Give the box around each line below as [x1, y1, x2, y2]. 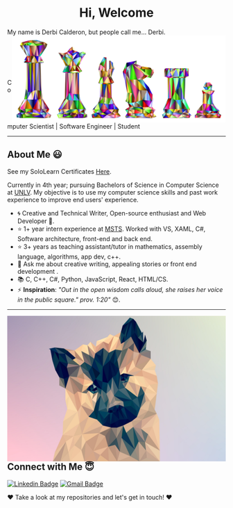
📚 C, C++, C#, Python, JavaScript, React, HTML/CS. [17, 275, 169, 283]
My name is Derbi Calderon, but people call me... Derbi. [7, 28, 166, 36]
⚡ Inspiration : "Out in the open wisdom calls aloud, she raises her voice [17, 285, 223, 293]
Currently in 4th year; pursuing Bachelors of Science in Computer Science [7, 181, 220, 189]
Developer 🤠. [17, 217, 55, 225]
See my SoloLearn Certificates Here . [7, 167, 112, 175]
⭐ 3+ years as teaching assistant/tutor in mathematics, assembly [17, 242, 202, 251]
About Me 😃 [7, 149, 62, 161]
